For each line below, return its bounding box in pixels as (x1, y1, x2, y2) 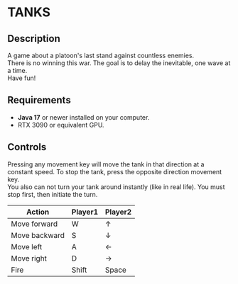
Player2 (104, 207, 132, 217)
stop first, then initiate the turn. (7, 190, 98, 198)
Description (7, 33, 60, 45)
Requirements (7, 94, 71, 106)
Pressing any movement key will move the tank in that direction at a (7, 160, 205, 169)
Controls (7, 141, 47, 153)
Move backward (11, 230, 65, 240)
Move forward (11, 219, 58, 229)
